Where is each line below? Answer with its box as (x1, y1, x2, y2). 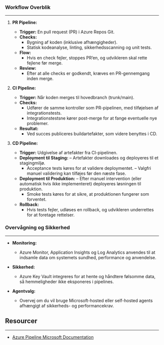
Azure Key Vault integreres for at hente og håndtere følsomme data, (19, 273, 156, 279)
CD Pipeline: (12, 141, 38, 146)
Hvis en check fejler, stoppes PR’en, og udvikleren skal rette (26, 55, 147, 61)
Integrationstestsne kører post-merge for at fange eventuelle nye (26, 115, 157, 121)
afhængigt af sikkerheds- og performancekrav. (19, 303, 114, 308)
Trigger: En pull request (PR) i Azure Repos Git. (19, 29, 115, 35)
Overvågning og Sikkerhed (5, 224, 70, 231)
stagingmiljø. (19, 160, 45, 166)
